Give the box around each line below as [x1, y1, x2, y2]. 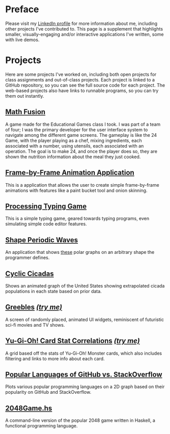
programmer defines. [5, 254, 50, 261]
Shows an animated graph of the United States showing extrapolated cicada [5, 282, 165, 288]
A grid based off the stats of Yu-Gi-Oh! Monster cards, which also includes [5, 350, 162, 356]
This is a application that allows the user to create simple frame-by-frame [5, 182, 159, 188]
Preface [5, 4, 39, 15]
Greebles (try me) [5, 303, 63, 311]
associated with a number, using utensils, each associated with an [5, 142, 144, 149]
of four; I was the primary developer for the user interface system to [5, 126, 148, 133]
